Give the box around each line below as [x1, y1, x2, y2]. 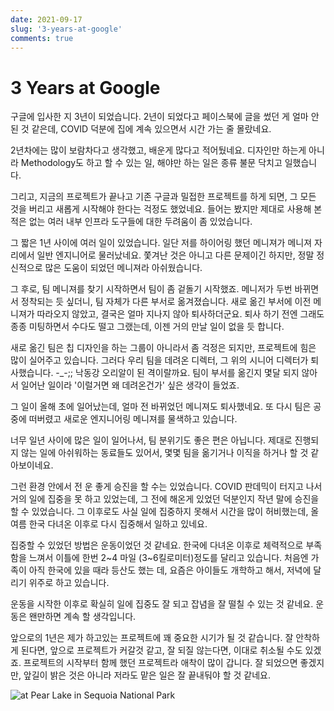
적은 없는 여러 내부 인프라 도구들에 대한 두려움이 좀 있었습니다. [10, 216, 253, 228]
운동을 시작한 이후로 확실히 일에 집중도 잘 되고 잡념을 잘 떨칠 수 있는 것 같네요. [10, 598, 314, 610]
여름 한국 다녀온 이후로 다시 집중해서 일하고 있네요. [10, 518, 208, 530]
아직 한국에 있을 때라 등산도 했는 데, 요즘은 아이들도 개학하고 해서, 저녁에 [28, 564, 312, 576]
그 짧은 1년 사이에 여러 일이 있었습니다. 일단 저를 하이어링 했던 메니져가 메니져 [10, 237, 313, 249]
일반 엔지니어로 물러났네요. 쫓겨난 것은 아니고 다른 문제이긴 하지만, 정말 [36, 249, 315, 261]
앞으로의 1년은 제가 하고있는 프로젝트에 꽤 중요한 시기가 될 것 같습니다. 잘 [10, 632, 294, 644]
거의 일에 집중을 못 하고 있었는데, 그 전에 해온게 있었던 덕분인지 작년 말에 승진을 [10, 493, 320, 505]
